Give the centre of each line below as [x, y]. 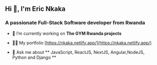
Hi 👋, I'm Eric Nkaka [35, 9]
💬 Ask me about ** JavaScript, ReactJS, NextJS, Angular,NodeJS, [78, 52]
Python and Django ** [34, 57]
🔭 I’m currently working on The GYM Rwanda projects [67, 33]
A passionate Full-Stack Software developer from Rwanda [75, 23]
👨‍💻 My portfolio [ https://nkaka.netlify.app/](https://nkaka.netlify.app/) [82, 43]
